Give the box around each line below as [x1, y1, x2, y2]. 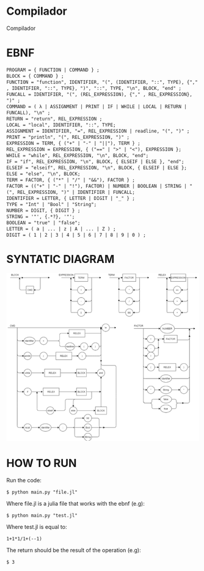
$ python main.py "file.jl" [6, 489, 78, 495]
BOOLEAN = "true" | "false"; [6, 219, 81, 226]
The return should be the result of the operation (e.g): [6, 546, 142, 554]
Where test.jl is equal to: [6, 523, 67, 530]
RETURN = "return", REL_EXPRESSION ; [6, 116, 103, 122]
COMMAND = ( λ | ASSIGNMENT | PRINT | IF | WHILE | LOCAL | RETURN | [6, 103, 188, 109]
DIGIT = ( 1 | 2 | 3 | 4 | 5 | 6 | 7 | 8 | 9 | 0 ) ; [6, 232, 147, 238]
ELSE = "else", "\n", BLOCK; [6, 171, 81, 177]
